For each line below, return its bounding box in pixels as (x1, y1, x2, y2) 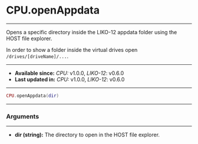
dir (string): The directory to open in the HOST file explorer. (14, 131, 160, 139)
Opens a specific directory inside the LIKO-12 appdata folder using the (6, 28, 177, 35)
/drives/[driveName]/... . (6, 53, 69, 60)
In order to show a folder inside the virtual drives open (6, 46, 138, 53)
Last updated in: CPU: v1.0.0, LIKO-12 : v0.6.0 (14, 76, 125, 83)
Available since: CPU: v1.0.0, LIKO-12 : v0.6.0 (14, 69, 124, 77)
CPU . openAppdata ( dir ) (6, 93, 60, 99)
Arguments (6, 112, 39, 120)
